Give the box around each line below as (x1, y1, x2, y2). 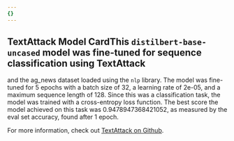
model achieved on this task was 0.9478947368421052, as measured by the (7, 106, 228, 114)
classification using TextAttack (7, 58, 146, 69)
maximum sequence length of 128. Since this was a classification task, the (7, 91, 221, 99)
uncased (7, 48, 41, 58)
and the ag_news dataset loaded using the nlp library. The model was (7, 76, 208, 84)
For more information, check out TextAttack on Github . (7, 126, 164, 135)
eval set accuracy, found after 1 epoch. (7, 113, 119, 122)
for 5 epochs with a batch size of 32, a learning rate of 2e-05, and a (25, 83, 221, 92)
